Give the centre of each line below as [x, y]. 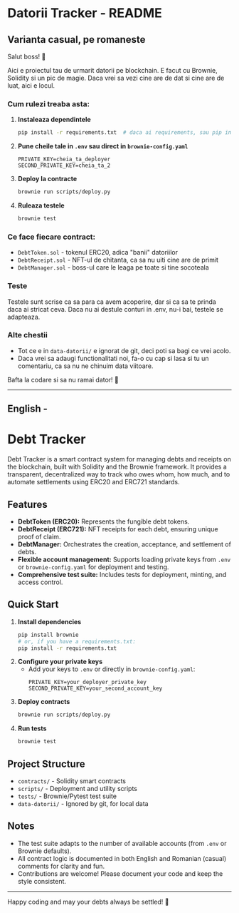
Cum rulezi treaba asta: [49, 103]
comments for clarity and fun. [61, 866]
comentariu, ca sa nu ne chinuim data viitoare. [85, 366]
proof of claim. [39, 536]
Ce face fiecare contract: [52, 237]
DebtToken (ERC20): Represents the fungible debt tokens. [103, 521]
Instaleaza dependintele [54, 120]
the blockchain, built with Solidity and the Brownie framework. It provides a [117, 467]
